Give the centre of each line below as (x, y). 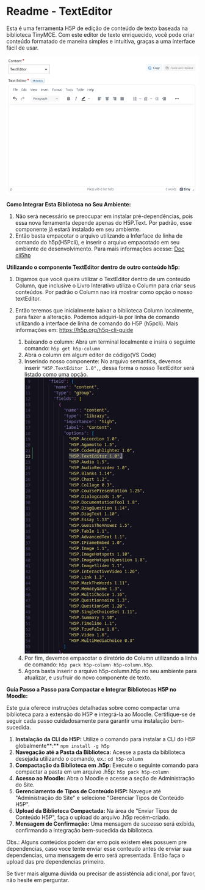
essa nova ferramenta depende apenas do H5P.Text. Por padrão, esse (103, 222)
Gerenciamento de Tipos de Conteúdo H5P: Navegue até (88, 791)
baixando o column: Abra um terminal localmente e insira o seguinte (110, 342)
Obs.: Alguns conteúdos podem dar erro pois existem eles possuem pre (97, 842)
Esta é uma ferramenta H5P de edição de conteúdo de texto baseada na (97, 28)
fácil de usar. (23, 48)
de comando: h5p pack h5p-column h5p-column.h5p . (89, 664)
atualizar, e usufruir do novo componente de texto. (88, 677)
